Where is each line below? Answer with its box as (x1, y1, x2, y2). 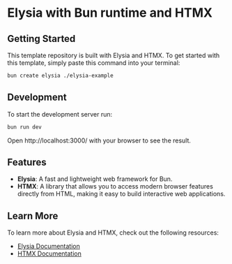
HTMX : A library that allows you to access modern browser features (17, 182, 214, 191)
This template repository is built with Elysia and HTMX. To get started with (7, 51, 220, 59)
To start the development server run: (7, 110, 113, 118)
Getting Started (7, 33, 76, 45)
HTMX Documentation (17, 249, 82, 258)
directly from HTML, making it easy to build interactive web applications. (17, 190, 226, 198)
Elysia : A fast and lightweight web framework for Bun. (17, 175, 173, 183)
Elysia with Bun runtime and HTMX (7, 5, 212, 21)
